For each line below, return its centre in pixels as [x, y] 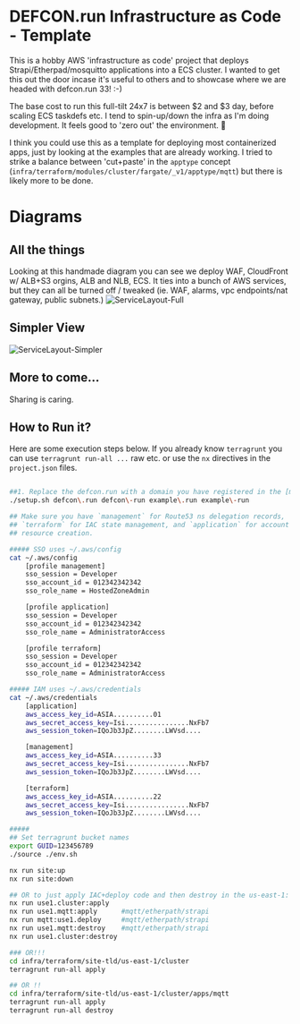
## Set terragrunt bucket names [69, 838]
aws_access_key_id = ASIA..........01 [94, 714]
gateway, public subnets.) [57, 299]
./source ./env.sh [43, 854]
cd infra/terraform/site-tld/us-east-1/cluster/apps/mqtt [119, 994]
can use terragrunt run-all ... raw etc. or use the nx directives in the [140, 458]
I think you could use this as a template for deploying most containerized [143, 142]
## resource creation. [51, 533]
